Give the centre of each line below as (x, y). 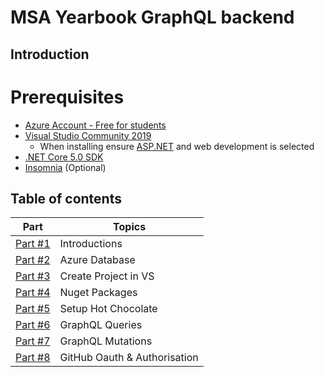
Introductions (91, 244)
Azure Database (97, 260)
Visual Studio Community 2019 (88, 135)
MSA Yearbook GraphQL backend (152, 17)
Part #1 (33, 244)
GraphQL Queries (101, 325)
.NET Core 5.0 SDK (64, 157)
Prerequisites (67, 97)
